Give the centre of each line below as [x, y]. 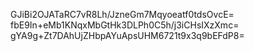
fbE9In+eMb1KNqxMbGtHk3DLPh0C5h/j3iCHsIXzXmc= [125, 25]
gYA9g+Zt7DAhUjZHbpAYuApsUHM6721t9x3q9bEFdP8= [127, 35]
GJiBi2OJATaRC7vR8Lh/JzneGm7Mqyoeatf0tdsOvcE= [122, 14]
